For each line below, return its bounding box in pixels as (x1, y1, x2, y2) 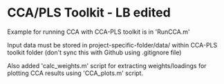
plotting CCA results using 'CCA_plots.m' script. (7, 69, 144, 77)
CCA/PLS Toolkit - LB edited (7, 5, 171, 21)
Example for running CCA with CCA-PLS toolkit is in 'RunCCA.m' (7, 28, 190, 36)
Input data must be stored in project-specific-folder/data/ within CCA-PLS (7, 41, 218, 49)
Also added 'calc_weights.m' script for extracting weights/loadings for (7, 61, 207, 70)
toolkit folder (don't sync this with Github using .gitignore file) (7, 48, 182, 56)
